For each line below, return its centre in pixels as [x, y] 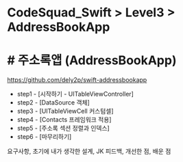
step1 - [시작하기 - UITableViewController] [75, 94]
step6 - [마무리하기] [44, 137]
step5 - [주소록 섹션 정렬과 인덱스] [63, 129]
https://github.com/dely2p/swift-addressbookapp [77, 80]
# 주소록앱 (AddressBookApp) [92, 60]
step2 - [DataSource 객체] [53, 103]
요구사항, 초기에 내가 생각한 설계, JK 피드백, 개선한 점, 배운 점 [89, 151]
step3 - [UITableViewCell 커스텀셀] [65, 111]
